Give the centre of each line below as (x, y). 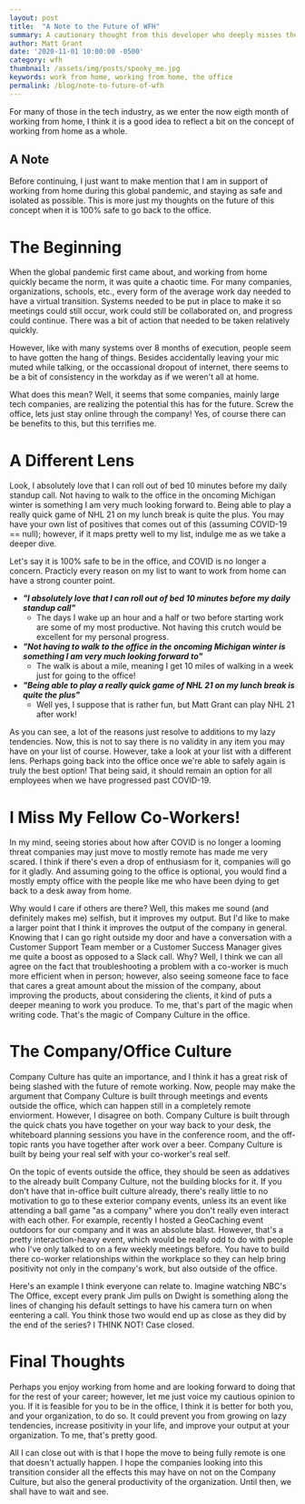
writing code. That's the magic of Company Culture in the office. (130, 1015)
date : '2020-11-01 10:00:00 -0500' (77, 52)
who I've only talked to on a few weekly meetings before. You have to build (149, 1249)
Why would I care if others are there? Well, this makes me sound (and (139, 909)
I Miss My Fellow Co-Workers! (125, 817)
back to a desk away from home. (71, 891)
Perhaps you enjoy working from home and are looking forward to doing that (152, 1387)
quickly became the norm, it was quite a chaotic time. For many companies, (151, 282)
